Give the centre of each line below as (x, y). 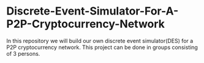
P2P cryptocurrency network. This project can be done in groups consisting (102, 47)
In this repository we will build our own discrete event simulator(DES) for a (100, 41)
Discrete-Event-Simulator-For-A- (93, 11)
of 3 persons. (23, 53)
